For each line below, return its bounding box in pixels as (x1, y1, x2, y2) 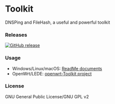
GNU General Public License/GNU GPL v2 (5, 93, 89, 100)
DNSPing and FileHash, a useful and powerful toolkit (5, 19, 111, 25)
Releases (5, 31, 28, 38)
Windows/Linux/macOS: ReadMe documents (12, 65, 102, 71)
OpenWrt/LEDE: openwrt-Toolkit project (12, 71, 92, 76)
